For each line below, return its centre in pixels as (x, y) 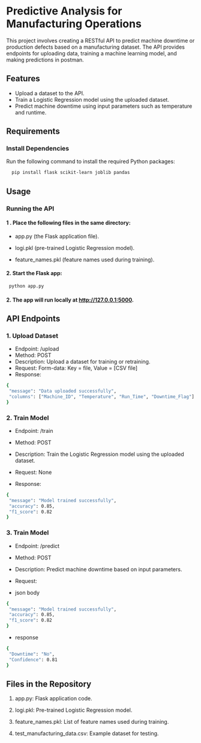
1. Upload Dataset (32, 335)
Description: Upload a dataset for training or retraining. (82, 362)
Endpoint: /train (34, 431)
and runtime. (31, 112)
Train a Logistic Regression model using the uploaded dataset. (92, 99)
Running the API (30, 208)
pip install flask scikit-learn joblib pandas (71, 173)
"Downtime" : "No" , (32, 654)
